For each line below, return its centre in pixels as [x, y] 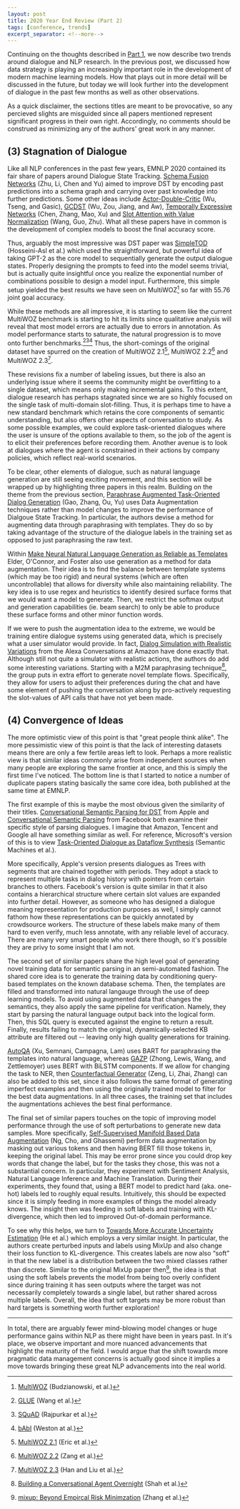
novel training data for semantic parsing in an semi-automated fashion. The [118, 969]
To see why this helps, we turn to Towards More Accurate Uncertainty [110, 1230]
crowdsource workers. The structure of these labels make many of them [114, 925]
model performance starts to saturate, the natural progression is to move [114, 334]
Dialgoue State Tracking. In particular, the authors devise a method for [111, 517]
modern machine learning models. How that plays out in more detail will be [117, 77]
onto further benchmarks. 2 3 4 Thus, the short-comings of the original [109, 342]
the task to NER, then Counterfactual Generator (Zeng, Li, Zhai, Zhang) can [117, 1074]
